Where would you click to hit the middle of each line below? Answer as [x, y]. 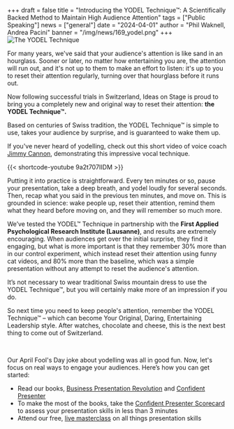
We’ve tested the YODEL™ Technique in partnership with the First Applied [113, 224]
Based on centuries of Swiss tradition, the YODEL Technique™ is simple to [113, 125]
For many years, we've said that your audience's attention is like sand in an [115, 53]
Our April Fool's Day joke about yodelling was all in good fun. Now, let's [110, 360]
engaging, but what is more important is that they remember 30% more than [117, 246]
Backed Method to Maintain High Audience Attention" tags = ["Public [107, 17]
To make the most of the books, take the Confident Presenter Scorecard [121, 403]
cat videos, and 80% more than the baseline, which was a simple [101, 261]
